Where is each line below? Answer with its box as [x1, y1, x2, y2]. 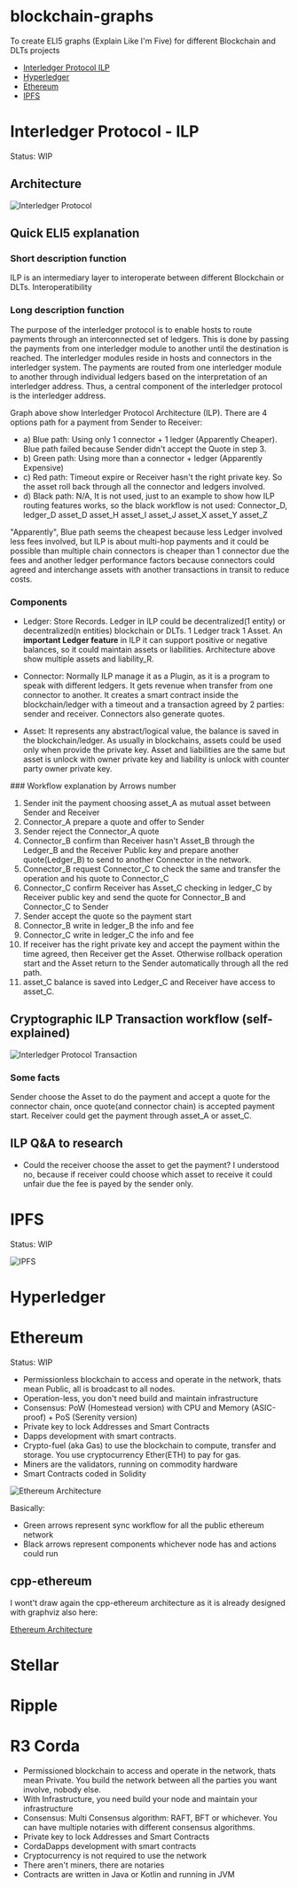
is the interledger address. [10, 390, 106, 401]
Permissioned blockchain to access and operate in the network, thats [22, 1766, 276, 1776]
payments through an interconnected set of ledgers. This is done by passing [10, 333, 289, 344]
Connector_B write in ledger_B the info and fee [22, 920, 194, 930]
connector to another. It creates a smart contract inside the [22, 689, 239, 700]
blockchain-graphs [10, 6, 154, 27]
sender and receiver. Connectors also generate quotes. [22, 708, 225, 719]
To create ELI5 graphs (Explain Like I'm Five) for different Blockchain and [10, 35, 276, 46]
